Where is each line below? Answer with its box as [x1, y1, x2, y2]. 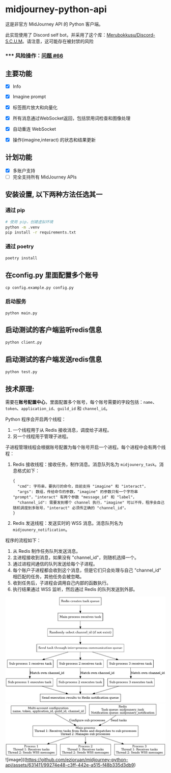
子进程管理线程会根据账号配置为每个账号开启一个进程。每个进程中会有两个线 [5, 444, 166, 451]
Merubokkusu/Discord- [106, 32, 155, 38]
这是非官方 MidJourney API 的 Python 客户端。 [5, 21, 103, 27]
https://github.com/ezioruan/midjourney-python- [25, 757, 128, 763]
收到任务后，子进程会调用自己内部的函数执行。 [12, 580, 111, 586]
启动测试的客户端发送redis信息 [5, 355, 102, 364]
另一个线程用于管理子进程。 [12, 433, 71, 439]
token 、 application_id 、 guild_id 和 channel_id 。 [5, 405, 110, 411]
